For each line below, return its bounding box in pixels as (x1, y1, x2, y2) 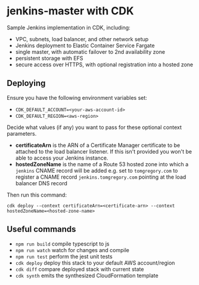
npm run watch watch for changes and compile (15, 246, 130, 253)
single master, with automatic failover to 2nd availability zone (15, 48, 166, 55)
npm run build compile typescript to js (15, 240, 110, 247)
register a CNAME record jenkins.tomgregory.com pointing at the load (15, 173, 186, 180)
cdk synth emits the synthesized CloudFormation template (15, 272, 158, 279)
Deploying (7, 78, 46, 88)
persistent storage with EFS (15, 54, 83, 62)
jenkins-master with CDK (7, 4, 134, 18)
